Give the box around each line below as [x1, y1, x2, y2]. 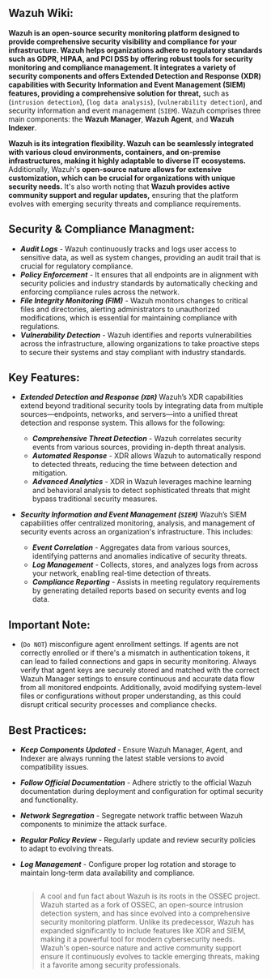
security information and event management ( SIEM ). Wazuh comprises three [8, 105, 261, 115]
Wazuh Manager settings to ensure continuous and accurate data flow [19, 674, 255, 684]
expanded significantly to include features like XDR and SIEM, [40, 926, 247, 936]
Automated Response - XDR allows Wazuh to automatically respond [32, 451, 261, 461]
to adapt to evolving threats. [19, 843, 115, 854]
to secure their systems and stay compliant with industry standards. [19, 347, 247, 357]
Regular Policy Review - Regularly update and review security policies [19, 835, 256, 845]
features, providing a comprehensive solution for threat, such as [8, 88, 229, 98]
